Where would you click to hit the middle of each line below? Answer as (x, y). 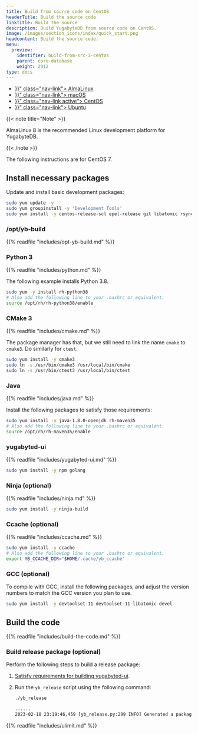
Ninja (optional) (29, 485)
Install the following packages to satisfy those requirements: (79, 410)
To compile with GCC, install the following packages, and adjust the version (98, 587)
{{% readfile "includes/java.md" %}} (50, 399)
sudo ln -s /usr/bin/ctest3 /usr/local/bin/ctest (68, 370)
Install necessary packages (58, 178)
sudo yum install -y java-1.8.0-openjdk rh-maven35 (71, 421)
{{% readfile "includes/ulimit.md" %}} (52, 725)
